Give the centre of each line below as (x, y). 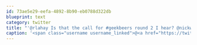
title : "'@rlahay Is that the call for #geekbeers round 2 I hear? (90, 28)
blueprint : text (26, 17)
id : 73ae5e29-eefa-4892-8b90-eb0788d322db (59, 11)
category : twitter (28, 22)
